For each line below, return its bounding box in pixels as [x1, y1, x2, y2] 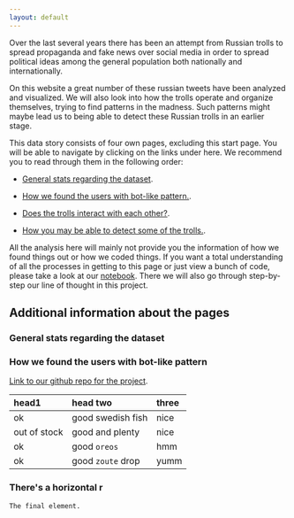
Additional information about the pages [9, 305, 230, 321]
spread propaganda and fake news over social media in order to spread [9, 46, 269, 58]
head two [72, 397, 113, 409]
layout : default [9, 12, 69, 22]
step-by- [248, 270, 281, 281]
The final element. [9, 501, 81, 510]
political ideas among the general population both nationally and [9, 56, 243, 66]
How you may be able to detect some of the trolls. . [21, 225, 206, 236]
